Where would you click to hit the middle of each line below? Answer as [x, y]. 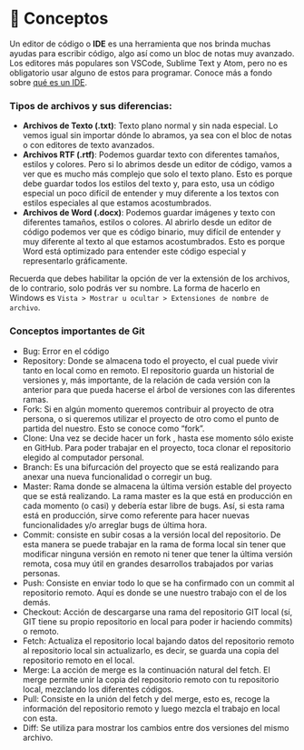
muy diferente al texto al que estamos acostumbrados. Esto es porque [154, 242]
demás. [37, 602]
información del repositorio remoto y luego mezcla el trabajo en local [151, 708]
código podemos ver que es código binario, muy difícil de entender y [152, 232]
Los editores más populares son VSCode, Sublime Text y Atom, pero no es [148, 63]
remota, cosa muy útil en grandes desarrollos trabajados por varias [148, 564]
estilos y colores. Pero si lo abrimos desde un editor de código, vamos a [157, 165]
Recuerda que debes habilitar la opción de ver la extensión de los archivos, [150, 279]
